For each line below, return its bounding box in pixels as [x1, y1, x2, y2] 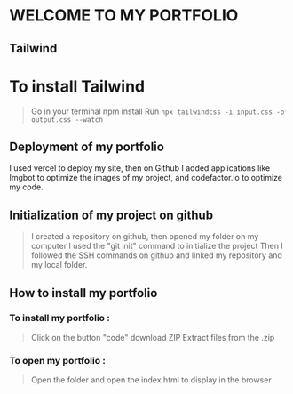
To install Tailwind [9, 76, 146, 96]
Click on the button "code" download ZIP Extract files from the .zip [30, 332, 275, 342]
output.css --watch [30, 115, 104, 125]
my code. [9, 181, 44, 192]
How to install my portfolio [9, 285, 158, 301]
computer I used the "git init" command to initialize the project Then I [30, 241, 284, 252]
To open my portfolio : [9, 354, 107, 366]
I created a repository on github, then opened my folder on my [30, 231, 259, 242]
